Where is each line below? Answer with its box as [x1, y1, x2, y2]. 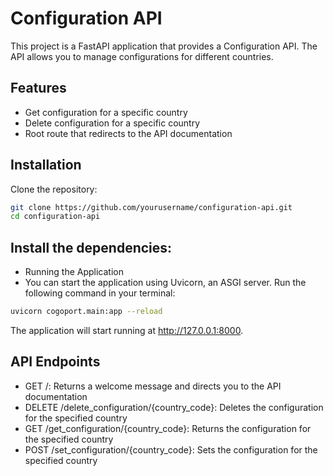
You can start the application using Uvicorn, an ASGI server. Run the [24, 277, 307, 289]
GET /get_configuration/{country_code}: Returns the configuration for [24, 422, 312, 434]
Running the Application [24, 266, 124, 278]
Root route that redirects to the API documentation [24, 127, 233, 139]
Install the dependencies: [10, 239, 173, 256]
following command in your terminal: [24, 287, 176, 299]
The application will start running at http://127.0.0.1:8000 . [10, 325, 244, 336]
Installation [10, 157, 82, 174]
